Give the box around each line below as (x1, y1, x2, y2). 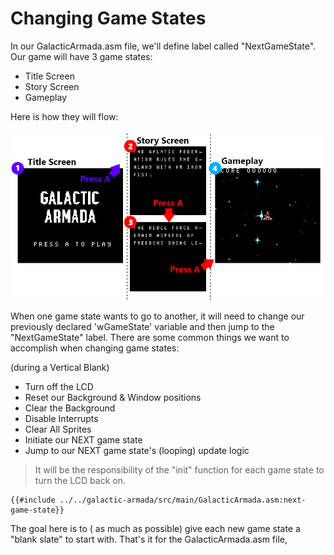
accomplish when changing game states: (10, 342, 180, 354)
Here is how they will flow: (10, 110, 119, 122)
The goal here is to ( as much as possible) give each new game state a (10, 522, 301, 534)
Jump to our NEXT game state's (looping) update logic (24, 444, 250, 456)
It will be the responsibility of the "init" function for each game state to (34, 463, 325, 476)
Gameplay (24, 91, 68, 103)
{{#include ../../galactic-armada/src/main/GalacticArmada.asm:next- (10, 495, 307, 505)
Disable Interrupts (24, 412, 99, 424)
